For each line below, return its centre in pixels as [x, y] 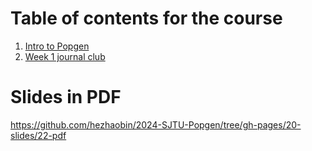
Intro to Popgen [57, 46]
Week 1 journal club [65, 56]
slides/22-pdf [38, 135]
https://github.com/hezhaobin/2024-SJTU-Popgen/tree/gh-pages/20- [156, 124]
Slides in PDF [66, 97]
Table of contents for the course [146, 18]
